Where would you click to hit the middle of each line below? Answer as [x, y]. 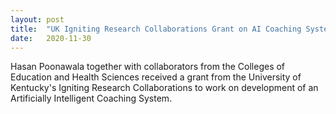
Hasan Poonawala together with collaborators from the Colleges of [148, 67]
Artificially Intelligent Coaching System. [91, 98]
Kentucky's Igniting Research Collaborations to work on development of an [164, 88]
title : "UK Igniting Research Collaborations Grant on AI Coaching [156, 29]
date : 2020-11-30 [51, 38]
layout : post [37, 19]
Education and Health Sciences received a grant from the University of [156, 77]
